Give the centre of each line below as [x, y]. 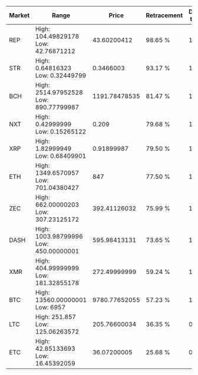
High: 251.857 [56, 317]
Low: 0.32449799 [61, 75]
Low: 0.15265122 [61, 131]
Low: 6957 [50, 307]
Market [19, 15]
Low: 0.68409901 [61, 156]
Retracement [164, 15]
